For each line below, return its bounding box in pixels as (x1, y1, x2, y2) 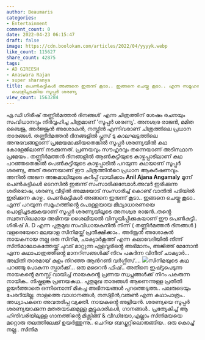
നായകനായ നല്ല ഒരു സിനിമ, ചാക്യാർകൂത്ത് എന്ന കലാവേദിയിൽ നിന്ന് (6, 235, 183, 243)
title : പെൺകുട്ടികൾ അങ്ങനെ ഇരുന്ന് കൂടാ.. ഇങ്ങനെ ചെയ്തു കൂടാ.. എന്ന (6, 83, 180, 89)
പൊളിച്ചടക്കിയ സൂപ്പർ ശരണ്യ (12, 89, 77, 95)
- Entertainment (6, 20, 48, 26)
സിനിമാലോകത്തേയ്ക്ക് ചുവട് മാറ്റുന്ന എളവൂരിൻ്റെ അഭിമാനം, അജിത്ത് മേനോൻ (6, 242, 198, 249)
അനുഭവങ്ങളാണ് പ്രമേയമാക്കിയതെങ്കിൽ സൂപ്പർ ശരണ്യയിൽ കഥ (6, 138, 168, 146)
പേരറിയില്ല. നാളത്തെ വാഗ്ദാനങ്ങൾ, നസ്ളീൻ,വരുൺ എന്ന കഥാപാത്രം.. (6, 291, 185, 298)
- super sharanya (6, 77, 51, 83)
